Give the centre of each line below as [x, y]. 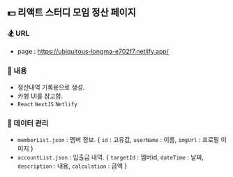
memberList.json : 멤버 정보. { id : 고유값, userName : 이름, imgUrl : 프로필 [118, 140]
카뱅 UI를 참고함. [40, 96]
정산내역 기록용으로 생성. [51, 87]
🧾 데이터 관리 [28, 123]
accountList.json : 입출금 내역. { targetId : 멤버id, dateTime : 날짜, [111, 157]
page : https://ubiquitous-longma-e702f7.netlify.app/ [93, 51]
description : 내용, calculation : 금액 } [72, 166]
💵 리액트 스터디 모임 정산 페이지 [72, 13]
